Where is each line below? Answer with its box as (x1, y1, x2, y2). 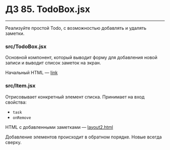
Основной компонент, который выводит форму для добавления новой (5, 55, 158, 61)
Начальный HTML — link (5, 70, 58, 76)
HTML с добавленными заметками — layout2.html (5, 124, 113, 130)
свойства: (5, 99, 27, 105)
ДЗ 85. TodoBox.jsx (5, 4, 90, 15)
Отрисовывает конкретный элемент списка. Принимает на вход (5, 93, 145, 99)
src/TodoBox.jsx (5, 43, 47, 50)
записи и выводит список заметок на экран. (5, 60, 101, 66)
